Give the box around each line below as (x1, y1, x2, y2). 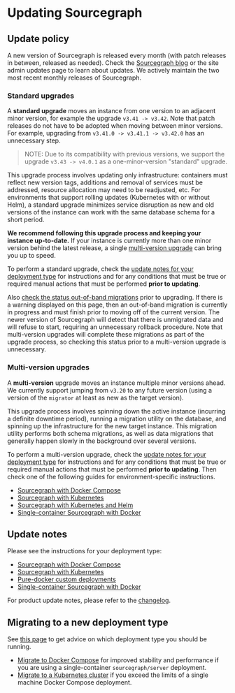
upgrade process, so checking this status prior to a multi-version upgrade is (7, 337, 227, 346)
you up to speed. (7, 251, 56, 260)
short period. (7, 215, 45, 224)
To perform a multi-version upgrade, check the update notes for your (7, 450, 206, 458)
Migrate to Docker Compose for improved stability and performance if (17, 656, 219, 664)
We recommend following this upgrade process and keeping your (7, 229, 201, 238)
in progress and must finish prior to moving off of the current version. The (7, 308, 220, 316)
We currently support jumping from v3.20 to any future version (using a (7, 386, 212, 394)
